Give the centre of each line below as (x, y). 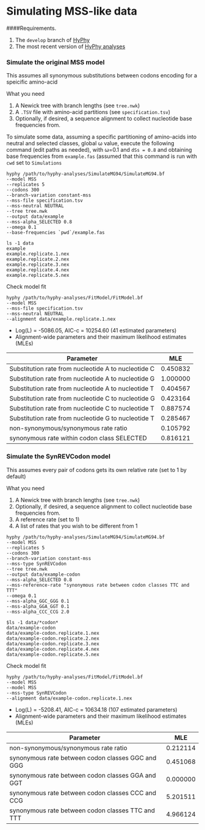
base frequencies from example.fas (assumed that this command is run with (102, 156)
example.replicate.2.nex (38, 259)
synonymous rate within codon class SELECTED (78, 438)
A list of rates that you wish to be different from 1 (77, 526)
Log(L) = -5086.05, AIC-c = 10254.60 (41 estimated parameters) (96, 331)
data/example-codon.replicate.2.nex (53, 639)
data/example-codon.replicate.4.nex (53, 649)
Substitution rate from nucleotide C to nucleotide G (82, 399)
